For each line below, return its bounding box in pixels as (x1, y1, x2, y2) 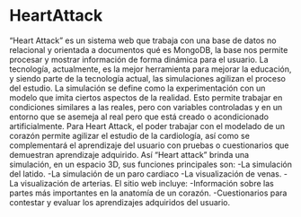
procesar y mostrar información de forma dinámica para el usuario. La (9, 54, 269, 65)
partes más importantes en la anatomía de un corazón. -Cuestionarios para (9, 187, 288, 198)
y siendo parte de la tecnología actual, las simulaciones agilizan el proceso (9, 73, 286, 83)
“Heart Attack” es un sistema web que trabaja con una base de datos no (9, 35, 277, 46)
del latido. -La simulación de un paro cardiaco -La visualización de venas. (9, 168, 282, 179)
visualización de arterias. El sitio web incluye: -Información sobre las (20, 178, 274, 188)
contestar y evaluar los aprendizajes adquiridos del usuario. (9, 196, 231, 207)
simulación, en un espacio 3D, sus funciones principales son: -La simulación (9, 159, 292, 169)
